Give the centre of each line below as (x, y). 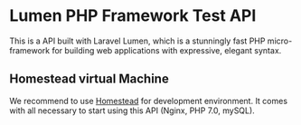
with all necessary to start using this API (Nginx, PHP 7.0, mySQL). (132, 111)
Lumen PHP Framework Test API (133, 16)
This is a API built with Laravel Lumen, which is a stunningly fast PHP (137, 41)
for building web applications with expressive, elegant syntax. (167, 50)
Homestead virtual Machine (89, 79)
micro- (280, 41)
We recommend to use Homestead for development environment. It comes (148, 101)
